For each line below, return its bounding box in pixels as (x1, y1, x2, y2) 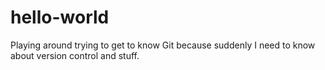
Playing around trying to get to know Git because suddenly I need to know (10, 39, 316, 51)
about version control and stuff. (10, 49, 140, 61)
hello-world (10, 6, 110, 29)
